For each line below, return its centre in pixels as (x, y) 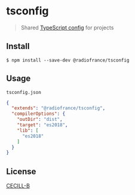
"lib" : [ (28, 130)
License (21, 171)
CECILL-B (18, 186)
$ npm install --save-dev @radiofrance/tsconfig (68, 60)
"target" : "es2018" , (42, 125)
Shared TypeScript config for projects (67, 28)
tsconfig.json (24, 92)
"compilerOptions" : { (39, 114)
